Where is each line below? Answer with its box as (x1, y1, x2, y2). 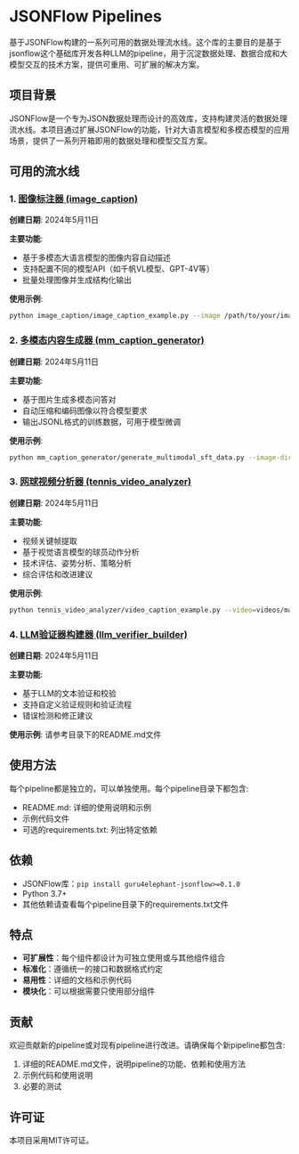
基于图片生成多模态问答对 (21, 394, 117, 404)
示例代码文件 (21, 813, 69, 824)
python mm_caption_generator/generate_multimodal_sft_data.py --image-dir (9, 452, 293, 462)
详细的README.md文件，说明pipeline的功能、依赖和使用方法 (21, 1059, 246, 1069)
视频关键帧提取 (21, 535, 77, 546)
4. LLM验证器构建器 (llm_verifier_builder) (9, 628, 189, 640)
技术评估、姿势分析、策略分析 (21, 557, 132, 568)
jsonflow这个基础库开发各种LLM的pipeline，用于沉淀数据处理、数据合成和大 (9, 47, 288, 59)
